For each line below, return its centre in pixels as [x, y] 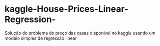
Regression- [30, 19]
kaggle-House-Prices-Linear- [67, 9]
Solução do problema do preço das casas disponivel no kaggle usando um [80, 33]
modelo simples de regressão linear [41, 38]
